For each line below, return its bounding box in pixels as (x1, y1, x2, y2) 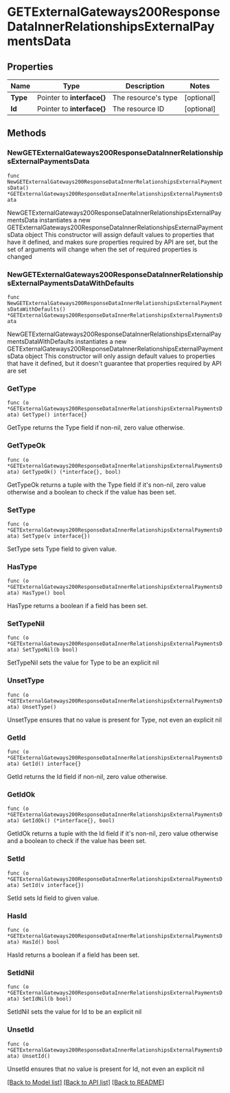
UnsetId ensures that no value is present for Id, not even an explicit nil (7, 1065, 205, 1073)
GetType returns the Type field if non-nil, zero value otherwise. (7, 424, 185, 432)
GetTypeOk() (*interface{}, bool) (22, 468, 122, 475)
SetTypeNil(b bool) (22, 647, 78, 654)
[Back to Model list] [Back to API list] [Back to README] (7, 1078, 165, 1086)
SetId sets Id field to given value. (7, 893, 100, 902)
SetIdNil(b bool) (22, 996, 72, 1003)
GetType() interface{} (22, 411, 88, 419)
